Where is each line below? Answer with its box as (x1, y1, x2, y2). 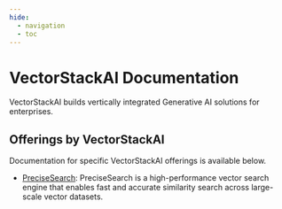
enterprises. (9, 106, 53, 117)
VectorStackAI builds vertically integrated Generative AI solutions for (9, 97, 260, 107)
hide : (9, 12, 29, 22)
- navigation (17, 21, 66, 30)
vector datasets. (43, 191, 104, 202)
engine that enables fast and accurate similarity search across (21, 182, 250, 193)
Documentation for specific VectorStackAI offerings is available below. (9, 156, 267, 166)
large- (251, 182, 274, 193)
